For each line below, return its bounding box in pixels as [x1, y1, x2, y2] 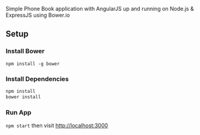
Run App [5, 108, 31, 116]
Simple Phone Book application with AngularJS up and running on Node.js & [5, 5, 194, 12]
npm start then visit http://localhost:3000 [5, 122, 108, 129]
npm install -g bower [5, 60, 60, 67]
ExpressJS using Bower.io [5, 11, 70, 19]
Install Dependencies [5, 75, 69, 83]
